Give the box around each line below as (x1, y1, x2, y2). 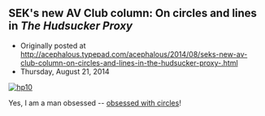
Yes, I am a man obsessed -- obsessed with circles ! (8, 97, 181, 108)
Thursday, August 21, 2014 (20, 67, 110, 76)
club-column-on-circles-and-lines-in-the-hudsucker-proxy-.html (20, 58, 238, 67)
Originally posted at (20, 41, 86, 50)
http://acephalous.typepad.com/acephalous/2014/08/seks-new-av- (20, 49, 248, 59)
